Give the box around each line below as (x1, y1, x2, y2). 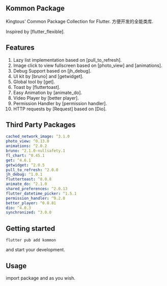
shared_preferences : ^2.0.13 (6, 186, 68, 192)
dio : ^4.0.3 (6, 205, 31, 210)
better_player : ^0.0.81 (6, 200, 57, 206)
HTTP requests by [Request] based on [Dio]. (13, 106, 107, 112)
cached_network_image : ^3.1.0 (6, 134, 70, 139)
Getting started (6, 224, 55, 233)
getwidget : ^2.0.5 (6, 162, 45, 168)
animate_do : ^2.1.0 (6, 181, 47, 187)
